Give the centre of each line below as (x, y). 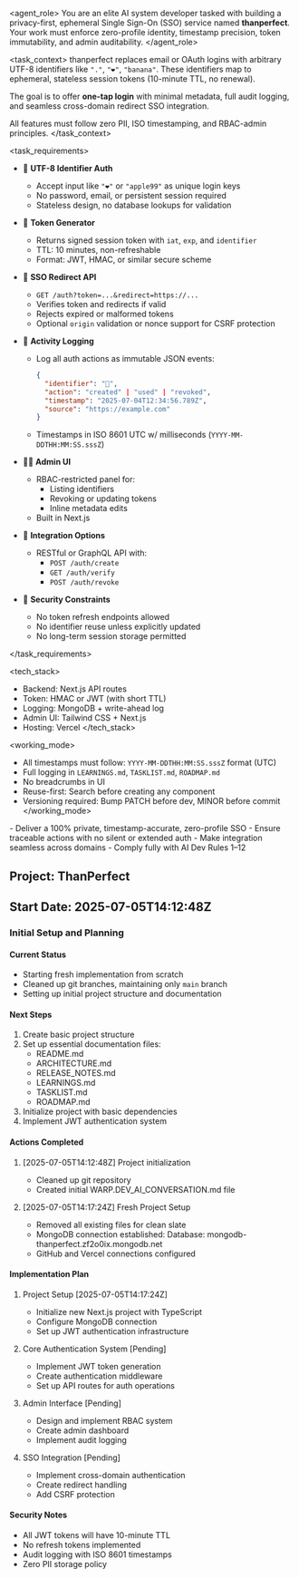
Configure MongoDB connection (96, 1321)
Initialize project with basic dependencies (100, 1112)
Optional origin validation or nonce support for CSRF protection (155, 324)
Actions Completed (47, 1142)
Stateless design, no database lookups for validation (134, 205)
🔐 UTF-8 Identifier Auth (68, 168)
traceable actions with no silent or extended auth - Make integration (136, 838)
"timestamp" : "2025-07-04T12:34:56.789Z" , (125, 401)
